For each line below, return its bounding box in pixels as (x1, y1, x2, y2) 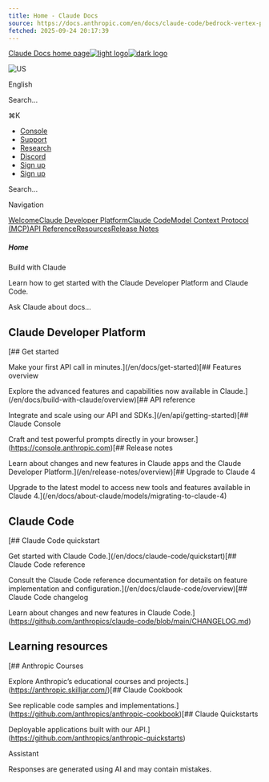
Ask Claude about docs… (8, 302, 92, 312)
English (8, 79, 33, 89)
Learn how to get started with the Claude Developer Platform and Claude (8, 278, 249, 288)
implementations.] (119, 700, 179, 710)
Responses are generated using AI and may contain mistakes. (8, 764, 212, 774)
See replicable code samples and (8, 700, 118, 710)
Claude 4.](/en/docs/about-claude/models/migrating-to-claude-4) (8, 491, 227, 501)
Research (19, 144, 52, 153)
